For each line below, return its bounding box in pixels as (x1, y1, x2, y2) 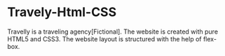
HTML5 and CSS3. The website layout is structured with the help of (7, 34, 202, 43)
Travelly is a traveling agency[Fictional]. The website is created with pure (7, 27, 219, 36)
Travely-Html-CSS (7, 4, 117, 20)
